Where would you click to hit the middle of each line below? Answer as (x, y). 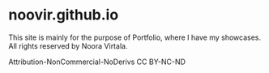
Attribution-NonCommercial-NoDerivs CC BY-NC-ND (97, 62)
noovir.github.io (64, 15)
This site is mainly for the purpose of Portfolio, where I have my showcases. (135, 37)
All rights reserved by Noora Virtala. (68, 45)
